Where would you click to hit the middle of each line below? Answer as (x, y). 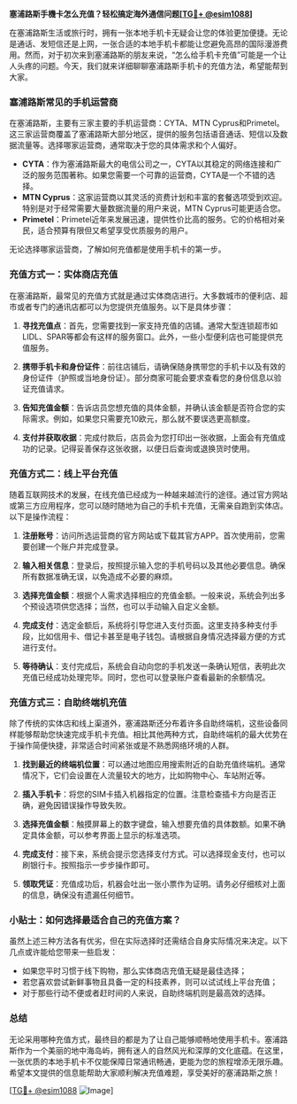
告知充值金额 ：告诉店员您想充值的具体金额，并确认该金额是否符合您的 (150, 408)
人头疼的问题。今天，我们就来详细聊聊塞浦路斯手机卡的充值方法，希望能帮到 (148, 66)
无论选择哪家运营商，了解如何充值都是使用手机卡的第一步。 (118, 249)
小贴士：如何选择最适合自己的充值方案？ (95, 921)
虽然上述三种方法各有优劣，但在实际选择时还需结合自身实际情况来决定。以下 (148, 941)
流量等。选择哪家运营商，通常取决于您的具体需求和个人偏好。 (129, 145)
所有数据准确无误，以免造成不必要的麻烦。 (99, 576)
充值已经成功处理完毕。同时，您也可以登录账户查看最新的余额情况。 (146, 677)
